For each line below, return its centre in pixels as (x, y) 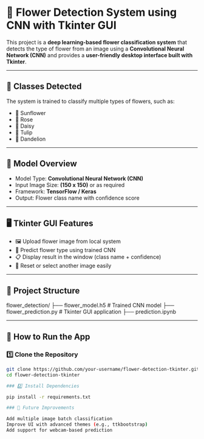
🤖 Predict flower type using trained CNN (65, 250)
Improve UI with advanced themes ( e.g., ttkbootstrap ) (77, 425)
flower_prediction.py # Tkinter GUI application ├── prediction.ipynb (91, 312)
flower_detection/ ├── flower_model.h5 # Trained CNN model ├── (90, 305)
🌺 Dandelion (30, 139)
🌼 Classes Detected (44, 87)
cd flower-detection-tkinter (43, 375)
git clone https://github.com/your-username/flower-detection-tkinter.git (103, 369)
